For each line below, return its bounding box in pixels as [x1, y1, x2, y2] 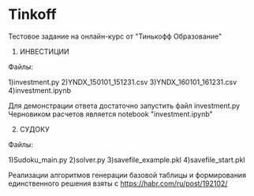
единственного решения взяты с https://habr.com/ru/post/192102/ [8, 179, 228, 188]
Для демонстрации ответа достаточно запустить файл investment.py [8, 101, 241, 110]
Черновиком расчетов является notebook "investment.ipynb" [8, 109, 213, 119]
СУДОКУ [19, 124, 50, 134]
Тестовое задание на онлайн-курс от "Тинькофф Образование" [8, 31, 222, 41]
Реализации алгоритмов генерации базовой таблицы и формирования [8, 170, 247, 179]
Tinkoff [8, 6, 57, 24]
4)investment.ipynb [8, 85, 72, 95]
